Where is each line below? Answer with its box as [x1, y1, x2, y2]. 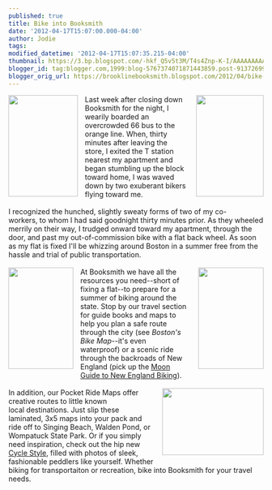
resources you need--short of [80, 275, 180, 285]
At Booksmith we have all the [80, 267, 176, 277]
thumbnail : [8, 58, 45, 66]
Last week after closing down [84, 94, 184, 104]
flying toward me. [84, 189, 143, 199]
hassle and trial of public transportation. [8, 249, 142, 260]
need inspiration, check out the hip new [8, 439, 140, 449]
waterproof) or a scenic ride [80, 344, 174, 354]
